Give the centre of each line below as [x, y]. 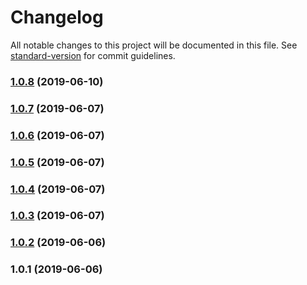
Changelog [57, 17]
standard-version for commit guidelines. [93, 55]
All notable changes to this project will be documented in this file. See [154, 45]
